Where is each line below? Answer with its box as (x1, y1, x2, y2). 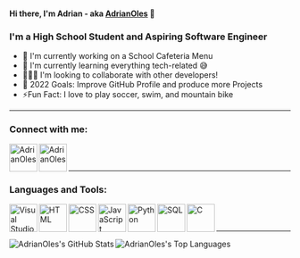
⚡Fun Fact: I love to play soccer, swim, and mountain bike (21, 88, 234, 99)
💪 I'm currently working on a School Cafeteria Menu (21, 50, 213, 61)
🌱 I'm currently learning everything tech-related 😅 (21, 60, 208, 71)
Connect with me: (9, 122, 88, 135)
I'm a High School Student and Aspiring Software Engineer (9, 30, 268, 43)
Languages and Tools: (9, 184, 107, 196)
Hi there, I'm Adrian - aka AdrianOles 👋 (9, 8, 155, 19)
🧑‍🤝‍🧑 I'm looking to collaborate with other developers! (21, 69, 219, 80)
